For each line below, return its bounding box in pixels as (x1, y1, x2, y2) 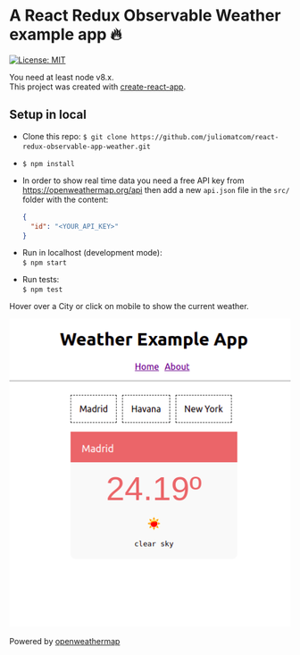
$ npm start (21, 258, 67, 268)
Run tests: (21, 274, 60, 285)
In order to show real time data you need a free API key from (21, 175, 245, 186)
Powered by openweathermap (9, 636, 121, 647)
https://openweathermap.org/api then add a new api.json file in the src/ (21, 184, 290, 195)
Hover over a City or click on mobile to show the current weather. (9, 301, 249, 312)
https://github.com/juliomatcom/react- (130, 132, 279, 141)
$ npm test (21, 285, 63, 295)
